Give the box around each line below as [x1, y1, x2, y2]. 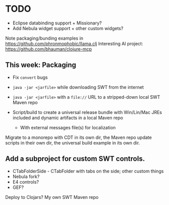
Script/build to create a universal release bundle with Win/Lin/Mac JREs [12, 109, 162, 115]
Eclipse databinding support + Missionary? [12, 20, 102, 26]
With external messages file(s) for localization [20, 124, 116, 130]
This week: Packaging [5, 61, 76, 69]
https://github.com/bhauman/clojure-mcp [5, 46, 92, 52]
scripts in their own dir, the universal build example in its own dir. [5, 139, 140, 145]
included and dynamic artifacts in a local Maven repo [12, 114, 123, 121]
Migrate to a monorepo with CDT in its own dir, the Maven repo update [5, 134, 152, 140]
